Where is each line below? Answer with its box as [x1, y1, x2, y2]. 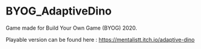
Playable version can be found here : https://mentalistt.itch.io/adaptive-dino [5, 36, 195, 43]
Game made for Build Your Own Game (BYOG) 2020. [5, 24, 137, 31]
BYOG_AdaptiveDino [5, 4, 112, 18]
